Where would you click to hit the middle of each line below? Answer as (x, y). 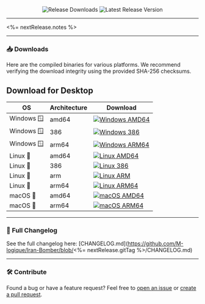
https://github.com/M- (156, 243)
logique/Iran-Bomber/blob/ (40, 250)
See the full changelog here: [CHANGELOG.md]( (67, 243)
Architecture (68, 108)
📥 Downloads (27, 49)
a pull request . (24, 294)
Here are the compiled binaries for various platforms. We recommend (94, 65)
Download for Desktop (50, 90)
